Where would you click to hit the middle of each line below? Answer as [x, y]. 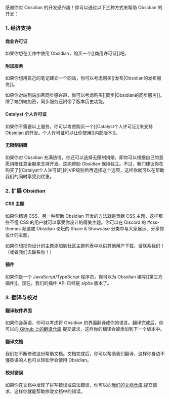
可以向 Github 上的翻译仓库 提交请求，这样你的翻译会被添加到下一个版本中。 [85, 329]
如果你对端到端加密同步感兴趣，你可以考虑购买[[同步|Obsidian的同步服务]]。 [85, 95]
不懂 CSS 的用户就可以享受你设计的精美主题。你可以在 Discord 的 [78, 222]
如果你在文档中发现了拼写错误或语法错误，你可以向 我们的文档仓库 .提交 [79, 385]
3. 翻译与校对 [21, 297]
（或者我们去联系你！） [30, 252]
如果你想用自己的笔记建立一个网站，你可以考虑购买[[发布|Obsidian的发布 [81, 78]
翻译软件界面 [18, 310]
